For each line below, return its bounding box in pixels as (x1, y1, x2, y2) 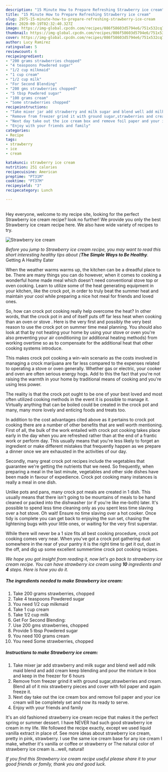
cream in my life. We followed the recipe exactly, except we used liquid (5, 725, 152, 731)
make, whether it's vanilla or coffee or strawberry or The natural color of (5, 741, 154, 747)
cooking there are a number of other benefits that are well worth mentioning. (5, 422, 163, 428)
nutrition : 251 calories (5, 165, 57, 170)
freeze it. (12, 689, 31, 695)
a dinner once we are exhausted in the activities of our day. (5, 448, 128, 454)
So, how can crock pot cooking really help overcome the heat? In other (5, 308, 152, 314)
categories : (5, 128, 30, 133)
